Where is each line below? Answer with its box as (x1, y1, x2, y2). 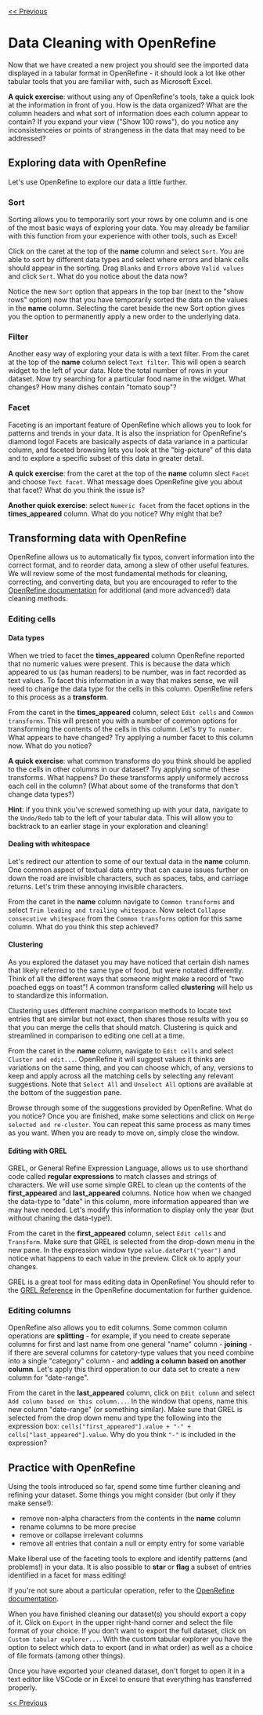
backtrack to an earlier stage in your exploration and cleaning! (8, 821, 209, 830)
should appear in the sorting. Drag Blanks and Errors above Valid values (8, 263, 244, 273)
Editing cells (8, 614, 56, 625)
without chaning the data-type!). (8, 1213, 113, 1223)
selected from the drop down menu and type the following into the (8, 1413, 222, 1423)
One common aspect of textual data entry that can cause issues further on (8, 865, 249, 874)
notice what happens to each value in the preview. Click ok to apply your (8, 1253, 241, 1263)
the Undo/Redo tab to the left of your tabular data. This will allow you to (8, 812, 233, 823)
